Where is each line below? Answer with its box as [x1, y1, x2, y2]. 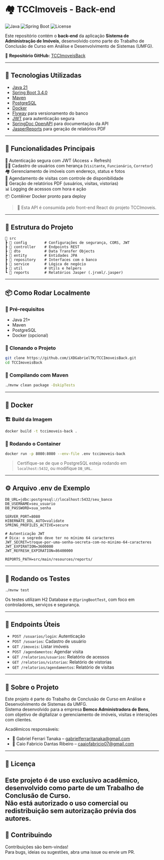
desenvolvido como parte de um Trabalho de [5, 784, 144, 792]
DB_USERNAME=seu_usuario [5, 501, 56, 506]
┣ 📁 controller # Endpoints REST [5, 245, 80, 249]
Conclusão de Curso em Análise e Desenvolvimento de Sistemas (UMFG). [5, 43, 154, 49]
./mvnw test [5, 588, 29, 593]
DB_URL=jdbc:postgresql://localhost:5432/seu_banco [5, 497, 112, 502]
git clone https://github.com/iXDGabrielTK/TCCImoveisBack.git [5, 356, 137, 361]
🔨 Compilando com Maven [5, 372, 69, 379]
